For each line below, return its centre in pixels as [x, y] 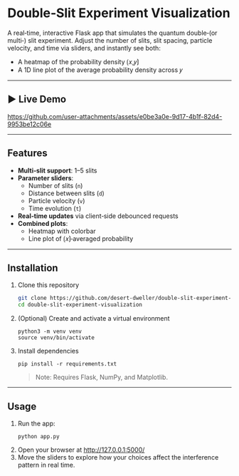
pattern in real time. [46, 465]
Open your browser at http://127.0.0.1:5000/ [81, 450]
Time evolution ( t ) [55, 208]
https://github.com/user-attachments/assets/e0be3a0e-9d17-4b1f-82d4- [115, 116]
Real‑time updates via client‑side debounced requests [98, 216]
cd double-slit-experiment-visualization [80, 305]
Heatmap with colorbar [62, 231]
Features [27, 154]
